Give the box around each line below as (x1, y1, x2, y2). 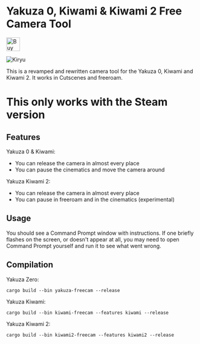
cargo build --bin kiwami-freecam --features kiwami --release (6, 310, 169, 316)
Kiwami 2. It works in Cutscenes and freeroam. (6, 74, 123, 81)
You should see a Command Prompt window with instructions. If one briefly (6, 229, 194, 237)
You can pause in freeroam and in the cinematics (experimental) (15, 196, 175, 203)
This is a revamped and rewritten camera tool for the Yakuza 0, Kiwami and (6, 68, 193, 75)
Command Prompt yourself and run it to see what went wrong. (6, 242, 161, 249)
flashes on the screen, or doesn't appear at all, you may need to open (6, 235, 179, 243)
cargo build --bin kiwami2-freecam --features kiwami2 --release (6, 332, 174, 338)
